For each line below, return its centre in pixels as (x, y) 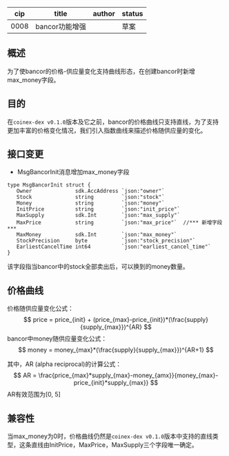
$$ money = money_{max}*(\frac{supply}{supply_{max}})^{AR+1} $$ (116, 350)
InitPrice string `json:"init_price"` (98, 209)
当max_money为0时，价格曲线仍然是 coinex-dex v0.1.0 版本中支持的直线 (110, 436)
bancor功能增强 (61, 27)
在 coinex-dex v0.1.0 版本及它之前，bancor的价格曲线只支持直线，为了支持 (113, 122)
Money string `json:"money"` (91, 203)
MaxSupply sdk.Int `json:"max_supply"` (98, 216)
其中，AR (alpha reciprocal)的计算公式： (64, 364)
